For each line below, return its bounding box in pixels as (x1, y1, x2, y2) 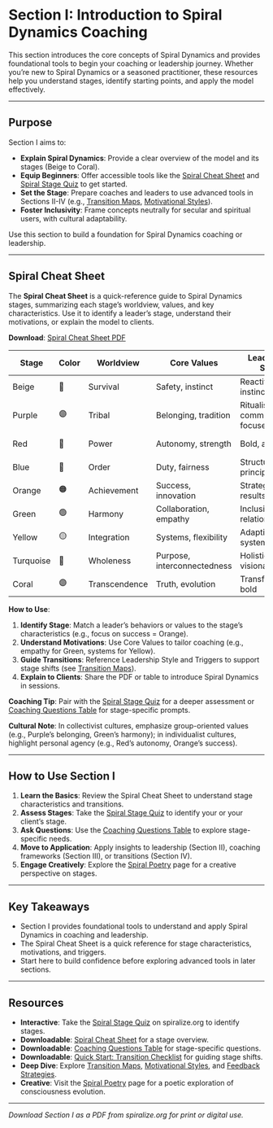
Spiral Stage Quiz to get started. (19, 179, 128, 189)
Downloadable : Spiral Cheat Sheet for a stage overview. (19, 1035, 209, 1044)
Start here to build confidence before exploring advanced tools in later (19, 956, 256, 966)
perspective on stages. (19, 868, 97, 878)
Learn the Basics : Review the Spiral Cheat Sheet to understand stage (19, 791, 253, 801)
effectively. (8, 84, 46, 94)
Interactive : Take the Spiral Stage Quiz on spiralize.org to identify (19, 1017, 240, 1027)
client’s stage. (19, 816, 67, 827)
